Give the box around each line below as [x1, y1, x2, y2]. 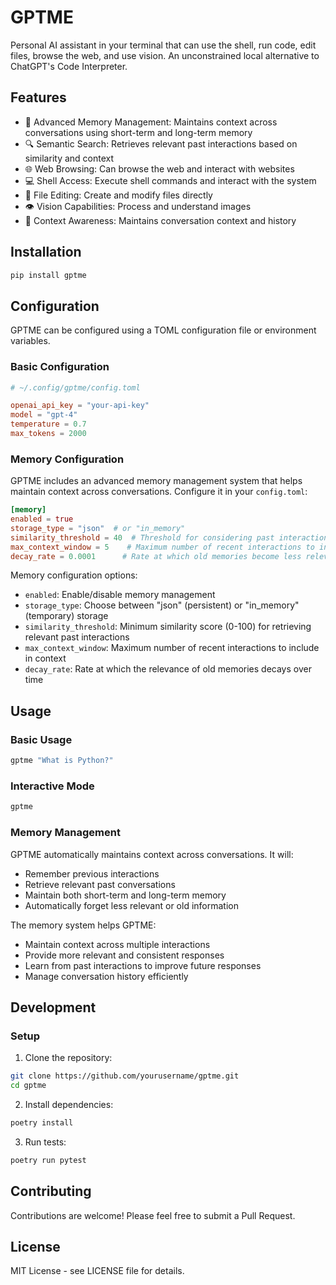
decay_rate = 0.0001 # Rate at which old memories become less [10, 551, 302, 561]
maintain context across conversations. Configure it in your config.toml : [10, 486, 308, 498]
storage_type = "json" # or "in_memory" [10, 523, 186, 533]
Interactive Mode [10, 779, 95, 793]
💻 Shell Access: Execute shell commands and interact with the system [24, 174, 317, 186]
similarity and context [24, 152, 115, 164]
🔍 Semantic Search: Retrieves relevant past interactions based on [24, 137, 298, 150]
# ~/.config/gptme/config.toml [10, 382, 141, 393]
